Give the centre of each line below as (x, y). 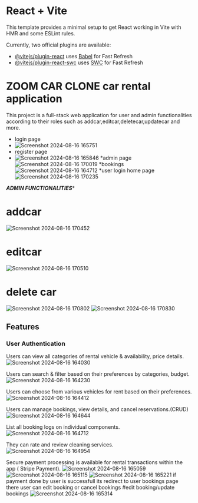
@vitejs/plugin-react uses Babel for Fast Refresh (74, 56)
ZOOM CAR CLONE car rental (78, 86)
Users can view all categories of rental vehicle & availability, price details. (95, 356)
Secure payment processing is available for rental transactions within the (95, 462)
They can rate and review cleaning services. (60, 445)
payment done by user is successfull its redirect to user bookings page (92, 481)
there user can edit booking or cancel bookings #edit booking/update (90, 488)
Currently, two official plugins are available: (59, 45)
